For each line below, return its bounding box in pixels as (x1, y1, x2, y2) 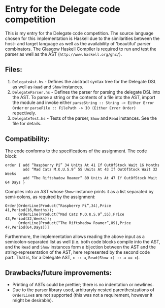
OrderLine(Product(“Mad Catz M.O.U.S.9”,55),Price (18, 212, 125, 217)
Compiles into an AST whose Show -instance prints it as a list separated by (5, 188, 154, 194)
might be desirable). (12, 297, 53, 304)
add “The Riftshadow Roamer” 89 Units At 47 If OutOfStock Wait (23, 175, 158, 180)
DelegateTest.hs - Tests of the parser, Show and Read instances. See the (12, 115, 157, 121)
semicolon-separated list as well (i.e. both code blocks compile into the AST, (5, 239, 161, 244)
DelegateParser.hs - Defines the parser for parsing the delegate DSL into (12, 89, 161, 95)
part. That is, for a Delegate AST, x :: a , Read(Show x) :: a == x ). (5, 254, 140, 260)
